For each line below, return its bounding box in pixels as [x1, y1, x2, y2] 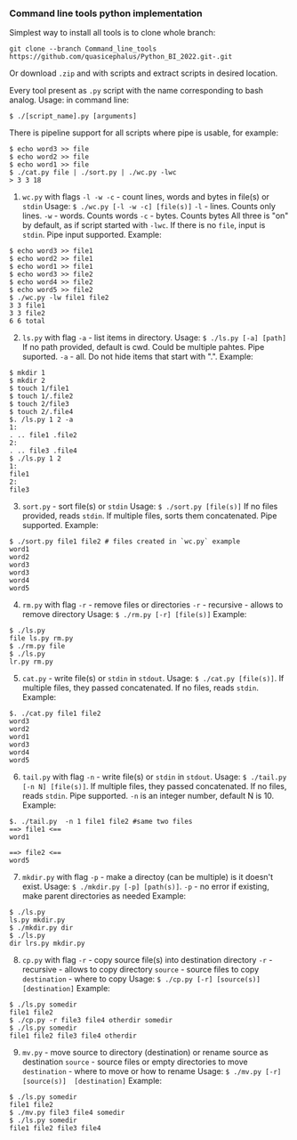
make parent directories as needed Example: [21, 891, 187, 901]
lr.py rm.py [9, 657, 53, 666]
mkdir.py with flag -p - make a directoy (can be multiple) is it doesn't [21, 872, 274, 883]
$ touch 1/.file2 [9, 392, 74, 401]
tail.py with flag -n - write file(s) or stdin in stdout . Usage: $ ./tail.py [21, 771, 287, 782]
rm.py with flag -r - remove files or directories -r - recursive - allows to [21, 599, 284, 610]
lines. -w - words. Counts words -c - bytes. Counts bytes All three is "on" [21, 210, 289, 221]
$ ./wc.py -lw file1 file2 [9, 293, 109, 303]
